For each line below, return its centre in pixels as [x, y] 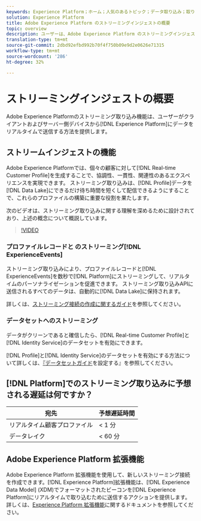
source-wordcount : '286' [37, 56]
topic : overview [26, 29]
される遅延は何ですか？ [49, 395]
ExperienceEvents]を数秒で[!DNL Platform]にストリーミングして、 [88, 276]
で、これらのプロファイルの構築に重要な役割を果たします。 [79, 198]
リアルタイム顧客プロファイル [51, 425]
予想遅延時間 [117, 413]
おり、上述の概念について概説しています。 [58, 218]
